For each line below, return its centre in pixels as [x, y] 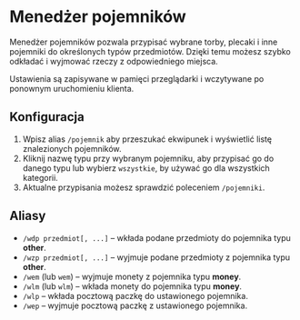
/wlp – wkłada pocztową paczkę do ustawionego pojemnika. [135, 295]
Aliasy [28, 216]
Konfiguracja [47, 117]
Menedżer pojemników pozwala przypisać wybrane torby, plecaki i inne [144, 42]
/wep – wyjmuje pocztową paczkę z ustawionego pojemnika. [135, 305]
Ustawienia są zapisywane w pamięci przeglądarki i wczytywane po [137, 78]
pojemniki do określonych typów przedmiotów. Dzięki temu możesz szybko [150, 51]
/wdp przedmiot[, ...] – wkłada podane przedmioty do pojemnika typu [156, 237]
